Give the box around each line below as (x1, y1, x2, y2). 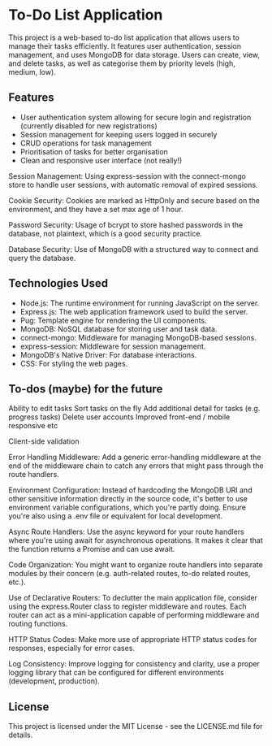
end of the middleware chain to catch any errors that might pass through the (8, 461, 264, 471)
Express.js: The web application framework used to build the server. (19, 306, 248, 316)
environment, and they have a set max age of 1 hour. (8, 204, 183, 214)
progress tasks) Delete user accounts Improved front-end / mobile (8, 412, 231, 422)
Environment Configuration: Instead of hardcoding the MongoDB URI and (8, 485, 253, 495)
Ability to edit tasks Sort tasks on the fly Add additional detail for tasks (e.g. (8, 404, 261, 414)
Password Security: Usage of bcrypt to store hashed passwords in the (8, 219, 244, 229)
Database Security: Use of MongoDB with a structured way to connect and (8, 244, 258, 254)
